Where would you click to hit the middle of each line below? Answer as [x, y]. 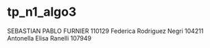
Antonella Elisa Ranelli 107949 [49, 38]
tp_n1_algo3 [42, 12]
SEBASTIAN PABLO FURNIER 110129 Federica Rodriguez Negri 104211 [105, 31]
